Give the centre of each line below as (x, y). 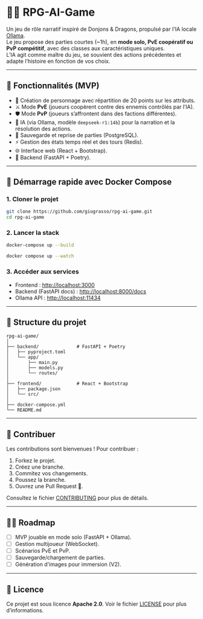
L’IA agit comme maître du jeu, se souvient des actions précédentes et (94, 54)
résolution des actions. (43, 129)
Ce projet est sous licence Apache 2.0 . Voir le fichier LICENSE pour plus (97, 604)
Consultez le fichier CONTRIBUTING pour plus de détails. (78, 498)
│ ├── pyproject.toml (36, 352)
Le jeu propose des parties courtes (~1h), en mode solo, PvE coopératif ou (100, 42)
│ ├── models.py (35, 368)
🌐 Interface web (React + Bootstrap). (61, 150)
